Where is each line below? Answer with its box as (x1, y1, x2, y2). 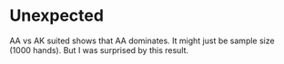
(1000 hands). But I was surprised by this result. (9, 44, 189, 55)
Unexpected (9, 5, 105, 26)
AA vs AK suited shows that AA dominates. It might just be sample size (9, 35, 275, 46)
